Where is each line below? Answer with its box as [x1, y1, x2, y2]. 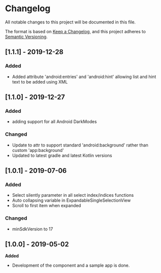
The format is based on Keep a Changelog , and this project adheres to [5, 28, 146, 34]
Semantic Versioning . [5, 34, 48, 40]
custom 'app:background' [12, 147, 64, 153]
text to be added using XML [12, 79, 68, 84]
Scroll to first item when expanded [12, 203, 81, 209]
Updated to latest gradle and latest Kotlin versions [12, 152, 112, 158]
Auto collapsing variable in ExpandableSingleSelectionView [12, 197, 131, 203]
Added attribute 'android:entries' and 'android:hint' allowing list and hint [12, 74, 157, 80]
